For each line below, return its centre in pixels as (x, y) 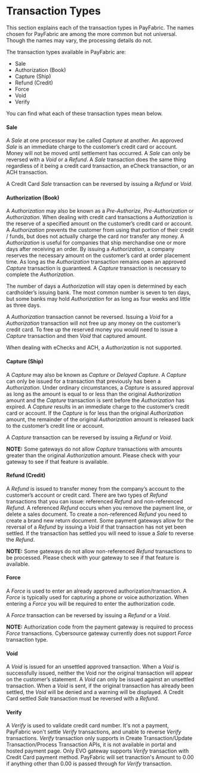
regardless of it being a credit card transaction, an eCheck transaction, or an (100, 166)
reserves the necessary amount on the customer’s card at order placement (98, 255)
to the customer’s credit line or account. (55, 425)
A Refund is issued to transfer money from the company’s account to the (96, 488)
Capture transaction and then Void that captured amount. (77, 336)
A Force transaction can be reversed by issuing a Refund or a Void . (88, 615)
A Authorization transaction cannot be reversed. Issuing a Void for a (90, 317)
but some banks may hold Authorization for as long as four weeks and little (99, 299)
